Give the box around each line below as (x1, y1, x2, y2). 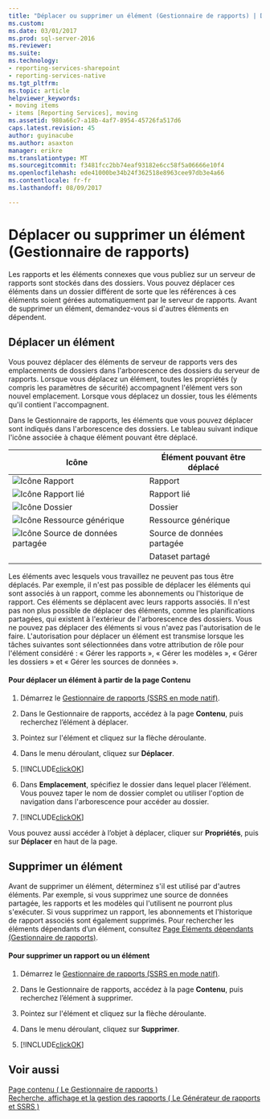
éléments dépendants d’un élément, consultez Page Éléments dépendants (8, 923, 254, 934)
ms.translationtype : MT (8, 154, 88, 162)
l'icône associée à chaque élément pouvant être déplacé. (8, 432, 198, 442)
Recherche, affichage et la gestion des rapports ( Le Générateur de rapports (8, 1092, 261, 1103)
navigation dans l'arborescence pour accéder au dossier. (19, 796, 210, 806)
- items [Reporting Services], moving (8, 109, 138, 118)
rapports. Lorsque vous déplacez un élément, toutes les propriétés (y (8, 374, 238, 383)
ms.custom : (8, 19, 45, 27)
